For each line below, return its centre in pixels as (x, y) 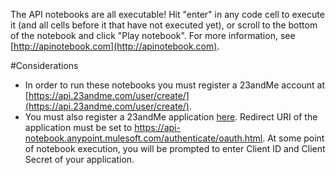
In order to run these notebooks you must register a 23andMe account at (175, 85)
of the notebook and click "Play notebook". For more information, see (153, 35)
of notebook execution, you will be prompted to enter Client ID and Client (175, 148)
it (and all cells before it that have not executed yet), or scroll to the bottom (164, 25)
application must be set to (78, 127)
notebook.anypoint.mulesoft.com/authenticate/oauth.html (143, 138)
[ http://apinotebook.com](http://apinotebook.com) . (115, 46)
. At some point (293, 138)
